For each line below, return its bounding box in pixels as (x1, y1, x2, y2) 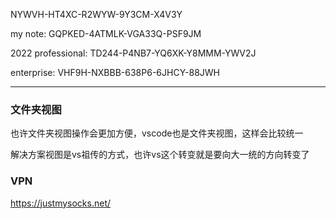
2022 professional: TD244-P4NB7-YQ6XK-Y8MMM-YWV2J (10, 47, 257, 59)
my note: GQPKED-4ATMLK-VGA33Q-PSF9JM (10, 28, 202, 39)
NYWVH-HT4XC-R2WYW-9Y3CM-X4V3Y (10, 9, 183, 20)
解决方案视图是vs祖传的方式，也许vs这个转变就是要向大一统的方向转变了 (10, 149, 310, 161)
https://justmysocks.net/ (10, 197, 112, 209)
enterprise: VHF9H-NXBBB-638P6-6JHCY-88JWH (10, 67, 220, 78)
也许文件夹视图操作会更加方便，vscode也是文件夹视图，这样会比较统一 (10, 127, 304, 139)
